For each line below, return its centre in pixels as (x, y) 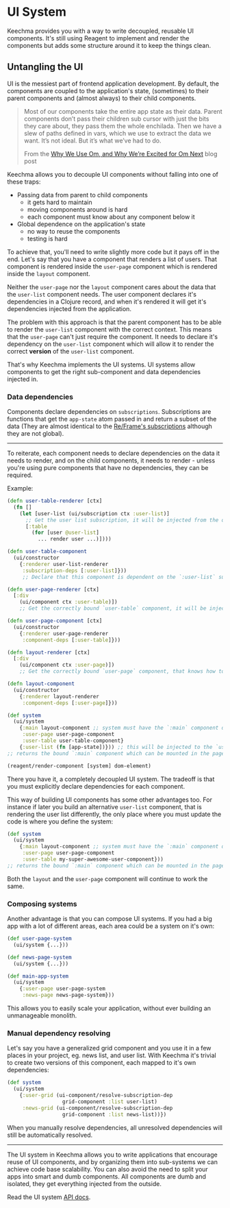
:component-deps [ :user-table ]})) (72, 640)
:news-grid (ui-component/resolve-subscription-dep (98, 1108)
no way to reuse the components (74, 231)
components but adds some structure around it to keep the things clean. (109, 45)
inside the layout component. (49, 273)
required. (20, 475)
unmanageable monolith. (42, 1015)
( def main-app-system (38, 976)
